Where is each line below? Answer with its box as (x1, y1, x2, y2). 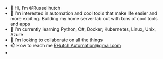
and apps (10, 21, 30, 27)
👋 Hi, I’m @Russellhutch (10, 5, 60, 11)
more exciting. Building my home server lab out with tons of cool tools (10, 16, 158, 21)
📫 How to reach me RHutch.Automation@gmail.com (10, 43, 121, 48)
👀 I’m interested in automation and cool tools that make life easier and (10, 10, 157, 16)
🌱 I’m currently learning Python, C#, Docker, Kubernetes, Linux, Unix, (10, 26, 156, 32)
